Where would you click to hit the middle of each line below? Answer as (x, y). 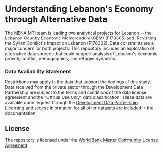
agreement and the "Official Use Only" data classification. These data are (79, 97)
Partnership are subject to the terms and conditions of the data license (76, 92)
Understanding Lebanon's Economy (79, 9)
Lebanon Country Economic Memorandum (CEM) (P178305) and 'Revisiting (81, 38)
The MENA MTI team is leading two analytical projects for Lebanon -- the (79, 33)
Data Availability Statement (38, 71)
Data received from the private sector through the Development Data (74, 87)
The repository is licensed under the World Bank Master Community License (81, 140)
